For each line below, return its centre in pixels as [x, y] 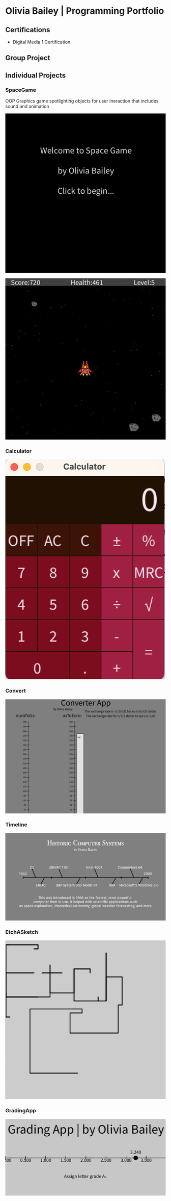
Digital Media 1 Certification [41, 42]
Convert [16, 691]
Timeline [16, 825]
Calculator [19, 451]
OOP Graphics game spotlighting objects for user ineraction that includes [82, 101]
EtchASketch [22, 932]
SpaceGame [21, 90]
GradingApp [21, 1111]
